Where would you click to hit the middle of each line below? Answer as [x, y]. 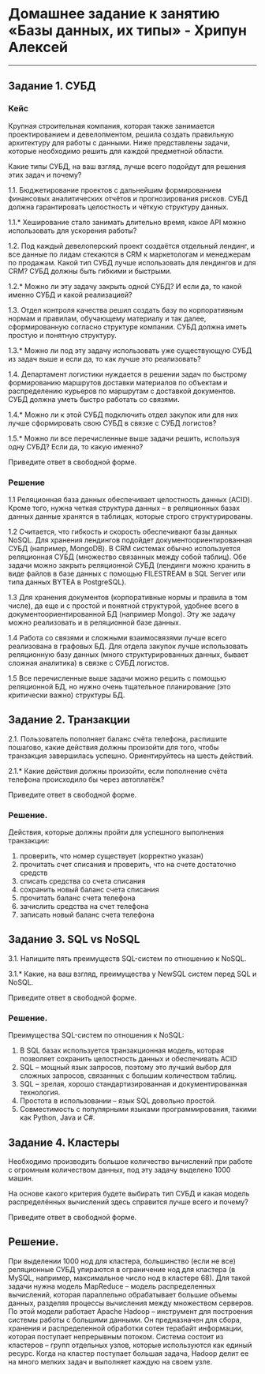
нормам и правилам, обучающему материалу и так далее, [107, 318]
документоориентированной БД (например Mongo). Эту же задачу [122, 614]
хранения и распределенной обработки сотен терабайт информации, [126, 1328]
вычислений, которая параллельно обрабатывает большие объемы [123, 1294]
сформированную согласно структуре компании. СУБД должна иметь [127, 327]
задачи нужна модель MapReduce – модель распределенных [112, 1286]
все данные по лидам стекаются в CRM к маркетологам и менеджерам [129, 254]
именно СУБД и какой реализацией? [70, 295]
